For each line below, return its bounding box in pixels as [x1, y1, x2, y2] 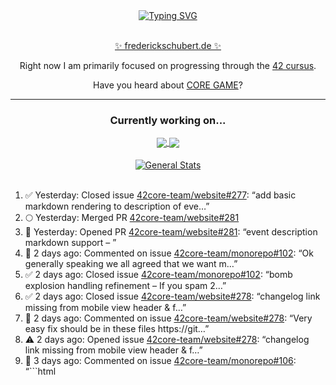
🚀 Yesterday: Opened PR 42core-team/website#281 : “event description [24, 226, 318, 238]
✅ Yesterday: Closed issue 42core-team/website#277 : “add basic [24, 189, 297, 201]
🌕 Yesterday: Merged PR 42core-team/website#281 [24, 212, 240, 224]
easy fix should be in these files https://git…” [24, 323, 210, 335]
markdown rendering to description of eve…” [24, 200, 210, 213]
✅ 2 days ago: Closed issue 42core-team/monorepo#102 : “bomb [24, 269, 293, 281]
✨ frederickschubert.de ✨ [114, 40, 222, 51]
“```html [24, 365, 57, 378]
